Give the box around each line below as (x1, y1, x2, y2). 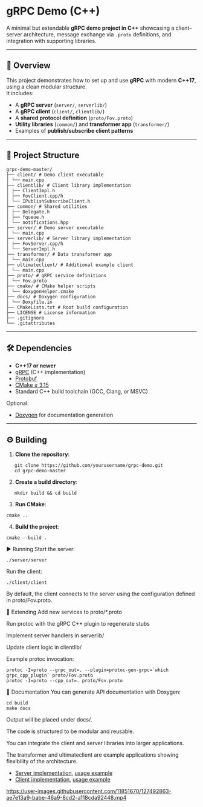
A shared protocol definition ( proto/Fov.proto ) (14, 114, 134, 121)
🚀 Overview (6, 61, 51, 71)
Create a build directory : (14, 478, 78, 486)
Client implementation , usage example (14, 776, 111, 783)
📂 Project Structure (6, 150, 80, 161)
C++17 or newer (14, 362, 56, 369)
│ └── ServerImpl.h (6, 246, 56, 252)
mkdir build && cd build (14, 490, 77, 497)
